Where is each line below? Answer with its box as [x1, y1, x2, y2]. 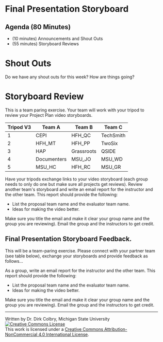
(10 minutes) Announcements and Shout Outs [12, 36, 103, 41]
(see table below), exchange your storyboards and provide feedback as [5, 253, 148, 259]
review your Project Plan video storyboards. [5, 112, 93, 118]
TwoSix [101, 140, 118, 146]
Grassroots [71, 147, 97, 154]
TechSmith [101, 132, 126, 139]
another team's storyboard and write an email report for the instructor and [5, 186, 153, 192]
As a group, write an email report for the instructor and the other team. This [5, 268, 156, 273]
